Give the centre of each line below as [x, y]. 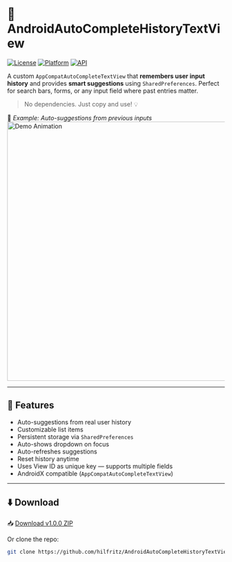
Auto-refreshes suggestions [57, 451]
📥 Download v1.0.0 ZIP [40, 523]
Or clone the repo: [33, 539]
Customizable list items [50, 429]
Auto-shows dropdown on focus [63, 444]
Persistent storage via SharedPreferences [75, 437]
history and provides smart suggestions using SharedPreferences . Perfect [113, 83]
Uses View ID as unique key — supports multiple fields [95, 466]
